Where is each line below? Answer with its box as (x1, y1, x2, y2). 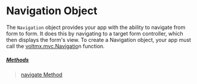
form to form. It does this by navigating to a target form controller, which (6, 30, 183, 37)
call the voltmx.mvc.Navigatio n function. (6, 43, 105, 50)
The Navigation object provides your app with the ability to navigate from (6, 24, 186, 31)
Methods (6, 56, 29, 63)
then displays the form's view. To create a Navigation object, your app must (6, 36, 192, 43)
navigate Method (20, 71, 62, 78)
